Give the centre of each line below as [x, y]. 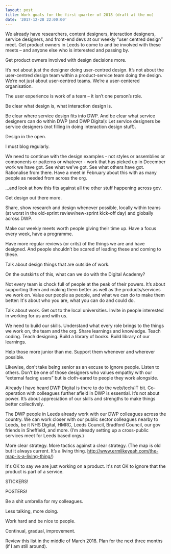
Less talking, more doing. [32, 511]
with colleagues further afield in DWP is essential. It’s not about [93, 393]
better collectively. [25, 404]
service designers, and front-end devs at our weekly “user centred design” [84, 39]
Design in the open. [26, 137]
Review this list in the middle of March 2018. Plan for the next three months [84, 541]
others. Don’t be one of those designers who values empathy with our [79, 372]
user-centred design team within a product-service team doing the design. [84, 75]
